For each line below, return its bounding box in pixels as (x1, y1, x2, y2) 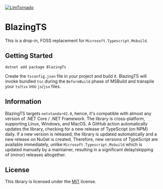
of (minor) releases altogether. (5, 152, 66, 157)
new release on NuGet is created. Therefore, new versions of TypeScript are (5, 136, 158, 142)
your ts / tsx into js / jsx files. (5, 83, 61, 89)
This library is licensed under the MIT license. (5, 179, 96, 185)
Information (5, 98, 42, 106)
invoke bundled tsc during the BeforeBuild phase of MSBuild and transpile (5, 78, 154, 84)
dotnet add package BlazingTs (5, 65, 67, 69)
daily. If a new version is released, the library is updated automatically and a (5, 131, 157, 137)
